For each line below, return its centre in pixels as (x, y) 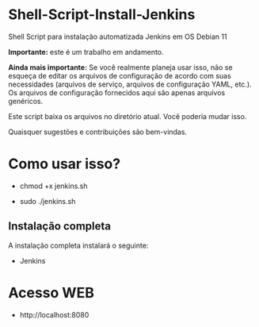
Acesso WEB (51, 292)
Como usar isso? (65, 164)
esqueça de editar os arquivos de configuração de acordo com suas (120, 75)
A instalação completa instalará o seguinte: (78, 245)
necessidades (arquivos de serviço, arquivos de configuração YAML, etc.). (130, 84)
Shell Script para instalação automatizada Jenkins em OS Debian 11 (118, 37)
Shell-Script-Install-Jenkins (102, 15)
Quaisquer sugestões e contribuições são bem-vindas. (98, 132)
